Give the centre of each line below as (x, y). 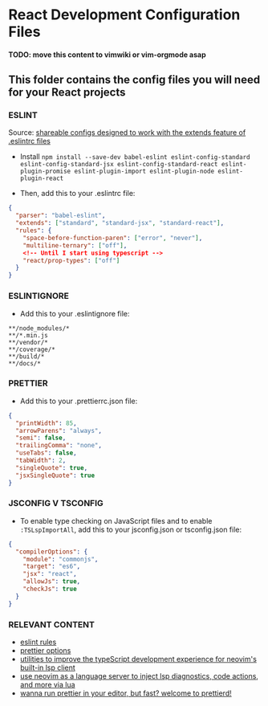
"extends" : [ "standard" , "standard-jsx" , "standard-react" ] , (120, 223)
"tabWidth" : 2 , (41, 461)
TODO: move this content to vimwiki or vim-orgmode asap (107, 55)
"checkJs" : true (50, 589)
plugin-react (42, 178)
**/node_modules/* (39, 328)
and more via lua (47, 685)
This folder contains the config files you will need (134, 80)
